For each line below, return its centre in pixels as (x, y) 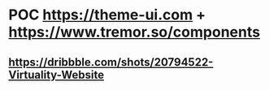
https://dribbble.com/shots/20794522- (111, 62)
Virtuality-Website (56, 75)
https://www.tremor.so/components (134, 32)
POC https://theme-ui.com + (107, 15)
